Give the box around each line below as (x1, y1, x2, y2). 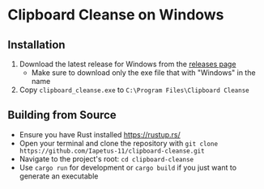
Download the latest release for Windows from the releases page (19, 59, 236, 69)
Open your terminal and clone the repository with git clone (19, 138, 219, 148)
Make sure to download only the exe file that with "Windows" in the (31, 68, 256, 78)
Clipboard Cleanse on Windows (7, 6, 224, 24)
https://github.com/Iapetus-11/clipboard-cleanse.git (19, 147, 205, 155)
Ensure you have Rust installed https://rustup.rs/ (19, 129, 181, 139)
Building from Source (7, 108, 117, 122)
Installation (7, 38, 66, 52)
